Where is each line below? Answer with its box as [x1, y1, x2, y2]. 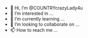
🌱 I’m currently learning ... [10, 16, 65, 22]
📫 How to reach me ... [10, 27, 58, 33]
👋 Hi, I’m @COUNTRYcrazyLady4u [10, 5, 83, 11]
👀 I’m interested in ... [10, 10, 54, 16]
